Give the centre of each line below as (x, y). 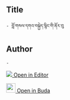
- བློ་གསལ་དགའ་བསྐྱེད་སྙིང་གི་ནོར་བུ (35, 26)
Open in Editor (31, 75)
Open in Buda (34, 90)
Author (19, 49)
